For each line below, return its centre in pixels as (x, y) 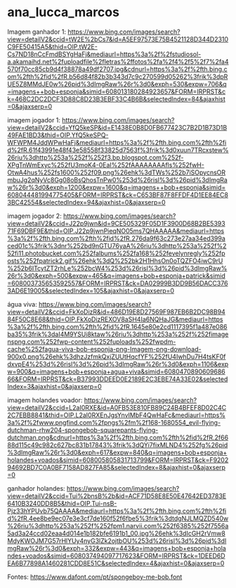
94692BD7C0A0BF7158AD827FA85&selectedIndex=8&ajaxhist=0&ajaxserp (117, 467)
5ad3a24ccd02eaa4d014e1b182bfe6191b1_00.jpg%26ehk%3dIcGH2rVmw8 (117, 533)
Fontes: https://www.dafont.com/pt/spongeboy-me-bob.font (95, 577)
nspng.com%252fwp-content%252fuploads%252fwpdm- (92, 341)
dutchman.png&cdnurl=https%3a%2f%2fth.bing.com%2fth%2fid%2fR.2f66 (118, 437)
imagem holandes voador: (45, 400)
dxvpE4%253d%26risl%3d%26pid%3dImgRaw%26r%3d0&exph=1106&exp (118, 364)
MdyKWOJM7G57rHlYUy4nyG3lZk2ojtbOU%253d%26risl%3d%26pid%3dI (117, 541)
